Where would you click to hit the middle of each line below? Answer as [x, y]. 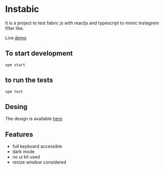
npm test [14, 91]
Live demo [16, 38]
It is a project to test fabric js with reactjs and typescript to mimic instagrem [82, 23]
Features [19, 134]
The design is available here [34, 119]
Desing [16, 107]
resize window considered [39, 162]
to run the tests [29, 80]
